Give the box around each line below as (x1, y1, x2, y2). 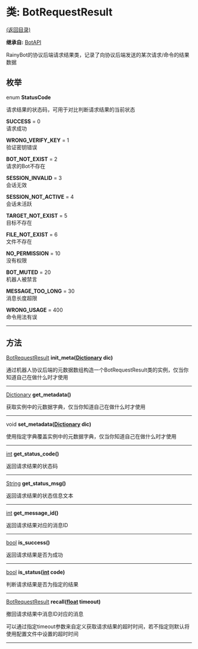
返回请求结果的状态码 (6, 462, 58, 469)
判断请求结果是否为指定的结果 (6, 580, 78, 587)
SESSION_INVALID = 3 (6, 174, 62, 181)
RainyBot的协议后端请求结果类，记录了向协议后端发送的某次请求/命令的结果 (6, 51, 190, 58)
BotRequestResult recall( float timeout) (6, 598, 101, 605)
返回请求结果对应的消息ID (6, 521, 68, 528)
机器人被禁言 (6, 276, 37, 283)
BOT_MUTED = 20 (6, 269, 51, 276)
